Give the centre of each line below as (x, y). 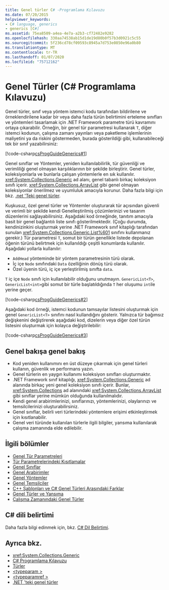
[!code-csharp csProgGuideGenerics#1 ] (46, 154)
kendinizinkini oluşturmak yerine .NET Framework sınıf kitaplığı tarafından (81, 227)
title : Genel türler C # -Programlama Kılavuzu (55, 10)
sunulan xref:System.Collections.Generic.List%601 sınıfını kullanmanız (78, 232)
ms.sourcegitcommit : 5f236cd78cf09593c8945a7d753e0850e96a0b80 (73, 43)
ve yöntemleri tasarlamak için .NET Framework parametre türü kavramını (80, 123)
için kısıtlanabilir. (30, 417)
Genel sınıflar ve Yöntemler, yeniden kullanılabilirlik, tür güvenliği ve (75, 164)
